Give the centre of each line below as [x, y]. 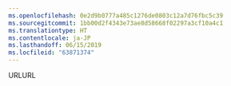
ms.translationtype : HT [48, 30]
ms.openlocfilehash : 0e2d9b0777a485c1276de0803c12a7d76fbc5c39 [116, 16]
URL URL [22, 75]
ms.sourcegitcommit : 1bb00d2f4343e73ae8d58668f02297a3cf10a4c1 [116, 23]
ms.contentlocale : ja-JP [50, 38]
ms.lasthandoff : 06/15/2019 [55, 45]
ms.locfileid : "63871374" [51, 53]
